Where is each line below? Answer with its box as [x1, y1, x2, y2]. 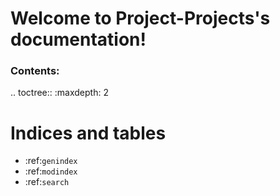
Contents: [10, 64, 60, 78]
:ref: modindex [24, 165, 78, 177]
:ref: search [24, 176, 70, 188]
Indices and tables [10, 122, 167, 144]
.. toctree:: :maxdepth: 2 [10, 87, 109, 99]
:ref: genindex [24, 155, 78, 167]
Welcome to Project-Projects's [10, 7, 271, 30]
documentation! [10, 28, 147, 51]
